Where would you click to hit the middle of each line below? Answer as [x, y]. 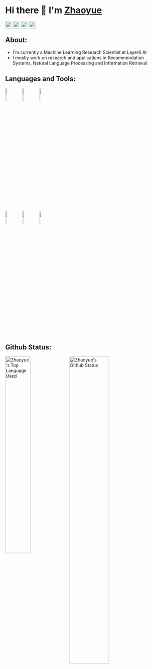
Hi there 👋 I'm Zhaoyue [54, 10]
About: [16, 40]
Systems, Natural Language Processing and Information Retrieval [80, 63]
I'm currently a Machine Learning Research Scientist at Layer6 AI [80, 52]
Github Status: [28, 347]
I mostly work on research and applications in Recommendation [78, 57]
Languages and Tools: [41, 79]
